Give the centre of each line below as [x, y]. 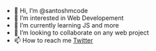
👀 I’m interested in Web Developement [69, 18]
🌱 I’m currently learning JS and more [67, 25]
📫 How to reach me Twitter [53, 40]
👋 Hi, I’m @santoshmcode [51, 11]
